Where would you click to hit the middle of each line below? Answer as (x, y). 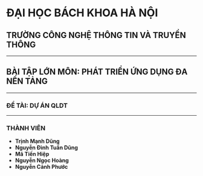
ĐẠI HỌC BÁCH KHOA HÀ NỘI (82, 13)
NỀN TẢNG (27, 81)
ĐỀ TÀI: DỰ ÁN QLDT (37, 105)
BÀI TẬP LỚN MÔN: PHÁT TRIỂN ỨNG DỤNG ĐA (97, 72)
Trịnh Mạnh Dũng (37, 141)
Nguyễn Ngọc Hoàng (42, 160)
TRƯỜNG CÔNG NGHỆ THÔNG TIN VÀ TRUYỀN (96, 35)
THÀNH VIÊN (26, 128)
